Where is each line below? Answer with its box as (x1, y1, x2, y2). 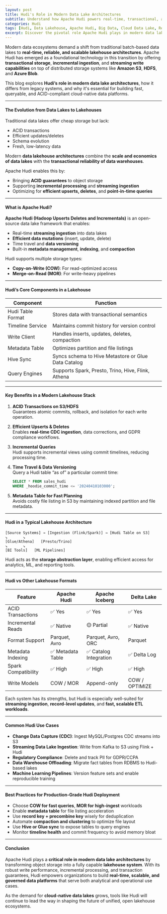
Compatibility (7, 668, 39, 675)
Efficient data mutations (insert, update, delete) (12, 235, 111, 241)
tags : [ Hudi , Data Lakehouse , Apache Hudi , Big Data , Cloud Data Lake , (5, 26, 157, 31)
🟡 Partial (86, 622, 108, 629)
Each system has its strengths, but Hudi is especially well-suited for (5, 695, 144, 701)
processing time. (12, 454, 47, 460)
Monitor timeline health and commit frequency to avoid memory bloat (12, 829, 156, 835)
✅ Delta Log (128, 651, 157, 658)
